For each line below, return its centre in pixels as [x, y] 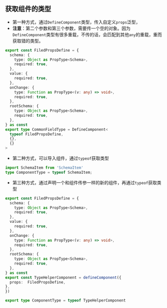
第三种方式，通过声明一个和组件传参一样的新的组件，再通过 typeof [80, 182]
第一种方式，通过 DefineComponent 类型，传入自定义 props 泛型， [76, 22]
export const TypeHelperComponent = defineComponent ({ [63, 277]
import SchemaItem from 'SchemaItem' [44, 168]
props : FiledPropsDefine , [38, 282]
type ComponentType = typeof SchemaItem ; [49, 172]
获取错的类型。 [28, 41]
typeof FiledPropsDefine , [37, 134]
